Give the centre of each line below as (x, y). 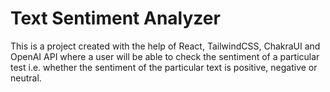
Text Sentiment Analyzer (115, 18)
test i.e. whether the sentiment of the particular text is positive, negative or (164, 67)
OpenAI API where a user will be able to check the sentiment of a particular (165, 56)
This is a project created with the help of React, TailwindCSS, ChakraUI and (165, 46)
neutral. (26, 78)
